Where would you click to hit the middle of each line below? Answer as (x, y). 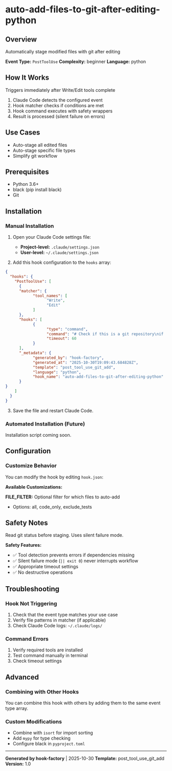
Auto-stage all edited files (40, 145)
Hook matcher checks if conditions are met (58, 105)
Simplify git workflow (35, 156)
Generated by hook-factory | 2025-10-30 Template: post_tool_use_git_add (85, 759)
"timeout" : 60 (61, 339)
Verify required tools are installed (48, 650)
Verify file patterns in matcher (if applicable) (59, 620)
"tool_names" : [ (50, 296)
